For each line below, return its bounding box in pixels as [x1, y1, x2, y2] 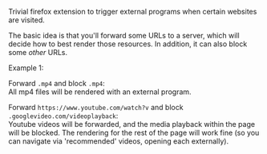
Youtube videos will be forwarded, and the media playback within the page [8, 120, 255, 128]
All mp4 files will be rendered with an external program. [8, 87, 192, 97]
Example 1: [8, 63, 44, 73]
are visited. [8, 15, 46, 25]
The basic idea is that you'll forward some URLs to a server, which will [8, 31, 240, 40]
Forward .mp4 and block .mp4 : [8, 79, 106, 88]
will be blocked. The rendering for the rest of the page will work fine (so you [8, 128, 260, 137]
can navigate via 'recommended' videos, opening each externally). [8, 136, 229, 146]
